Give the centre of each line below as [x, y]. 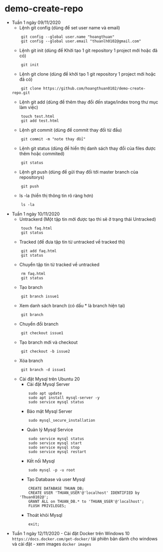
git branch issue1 [40, 296]
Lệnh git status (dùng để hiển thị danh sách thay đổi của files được [87, 148]
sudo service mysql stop [54, 447]
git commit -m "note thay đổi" [53, 139]
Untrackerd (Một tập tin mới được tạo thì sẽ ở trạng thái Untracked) [87, 219]
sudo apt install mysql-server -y [64, 398]
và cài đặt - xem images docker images [51, 544]
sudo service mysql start [55, 443]
